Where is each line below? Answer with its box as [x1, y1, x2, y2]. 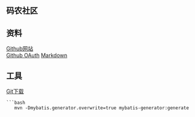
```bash [6, 100, 26, 106]
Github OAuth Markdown [6, 52, 68, 59]
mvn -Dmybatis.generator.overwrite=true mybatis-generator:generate [14, 105, 189, 111]
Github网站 [6, 45, 34, 52]
